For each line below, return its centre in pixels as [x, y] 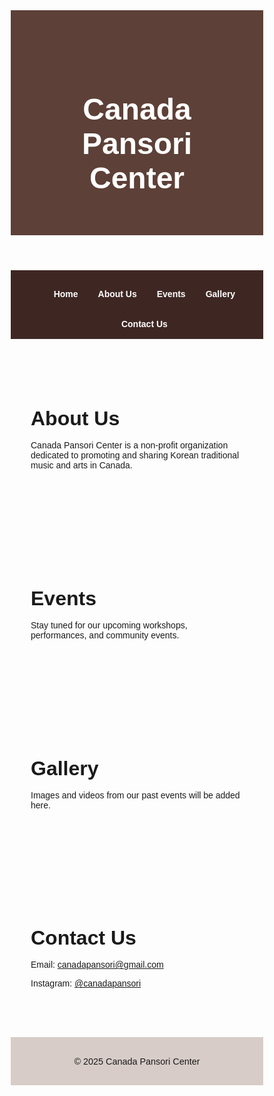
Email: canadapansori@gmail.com [97, 965]
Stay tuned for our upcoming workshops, [109, 625]
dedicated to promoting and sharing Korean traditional [135, 455]
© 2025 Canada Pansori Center [137, 1061]
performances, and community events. [105, 635]
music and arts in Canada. [81, 465]
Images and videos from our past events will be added [135, 795]
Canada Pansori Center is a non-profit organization [129, 445]
